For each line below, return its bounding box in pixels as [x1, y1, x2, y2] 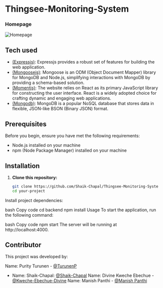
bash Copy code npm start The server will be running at [5, 221, 117, 227]
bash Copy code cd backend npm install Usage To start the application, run [5, 206, 157, 213]
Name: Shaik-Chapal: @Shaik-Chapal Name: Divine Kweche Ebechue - [12, 272, 154, 279]
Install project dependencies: [5, 197, 63, 203]
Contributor [5, 241, 41, 249]
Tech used [5, 46, 37, 54]
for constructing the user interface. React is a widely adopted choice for [12, 90, 157, 96]
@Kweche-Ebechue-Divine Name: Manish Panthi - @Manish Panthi [12, 278, 147, 284]
